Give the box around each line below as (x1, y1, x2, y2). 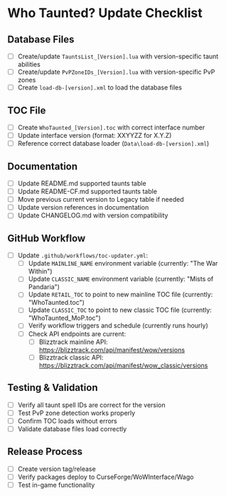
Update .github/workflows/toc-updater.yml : (17, 251, 149, 260)
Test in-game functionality (17, 480, 95, 489)
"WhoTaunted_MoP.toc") (28, 314, 101, 323)
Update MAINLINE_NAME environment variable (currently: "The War (28, 259, 218, 268)
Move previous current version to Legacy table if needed (17, 195, 184, 204)
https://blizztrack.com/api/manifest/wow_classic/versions (38, 361, 208, 370)
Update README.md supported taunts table (17, 179, 147, 188)
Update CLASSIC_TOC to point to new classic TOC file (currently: (28, 306, 212, 314)
